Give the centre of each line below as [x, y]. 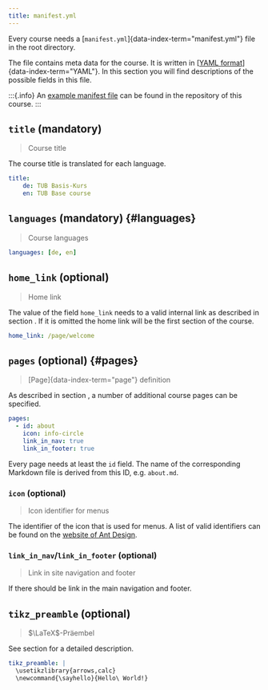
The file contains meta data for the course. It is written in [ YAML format [125, 63]
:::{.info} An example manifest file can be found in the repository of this [125, 95]
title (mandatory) [55, 129]
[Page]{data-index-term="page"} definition [99, 380]
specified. [25, 404]
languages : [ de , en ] [43, 252]
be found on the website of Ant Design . [73, 534]
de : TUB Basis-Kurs [55, 186]
